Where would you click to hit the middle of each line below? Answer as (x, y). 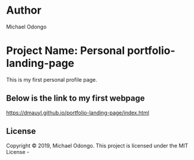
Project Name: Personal (66, 51)
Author (24, 10)
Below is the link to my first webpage (76, 98)
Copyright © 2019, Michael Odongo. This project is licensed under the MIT (97, 145)
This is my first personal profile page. (52, 79)
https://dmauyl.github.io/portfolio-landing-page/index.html (78, 113)
